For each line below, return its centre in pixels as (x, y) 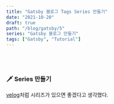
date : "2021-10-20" (30, 17)
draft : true (21, 23)
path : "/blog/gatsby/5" (36, 28)
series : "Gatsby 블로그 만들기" (42, 34)
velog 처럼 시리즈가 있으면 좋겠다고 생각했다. (57, 95)
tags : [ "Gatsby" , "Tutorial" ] (44, 39)
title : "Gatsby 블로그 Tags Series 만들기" (57, 12)
